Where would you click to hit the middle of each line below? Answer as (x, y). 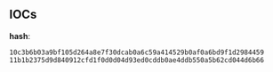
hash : (20, 36)
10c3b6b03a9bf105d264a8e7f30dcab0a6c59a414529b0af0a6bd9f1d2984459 (137, 52)
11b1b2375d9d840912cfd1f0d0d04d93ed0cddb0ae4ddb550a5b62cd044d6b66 (137, 60)
